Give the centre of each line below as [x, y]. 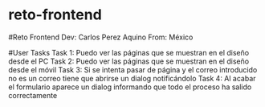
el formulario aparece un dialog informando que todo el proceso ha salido [130, 87]
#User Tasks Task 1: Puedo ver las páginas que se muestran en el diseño [129, 52]
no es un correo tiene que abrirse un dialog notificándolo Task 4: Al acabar [132, 78]
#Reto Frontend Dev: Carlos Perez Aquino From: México [101, 37]
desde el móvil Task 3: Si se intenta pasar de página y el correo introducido [133, 69]
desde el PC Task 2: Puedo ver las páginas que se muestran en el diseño [129, 61]
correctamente [33, 95]
